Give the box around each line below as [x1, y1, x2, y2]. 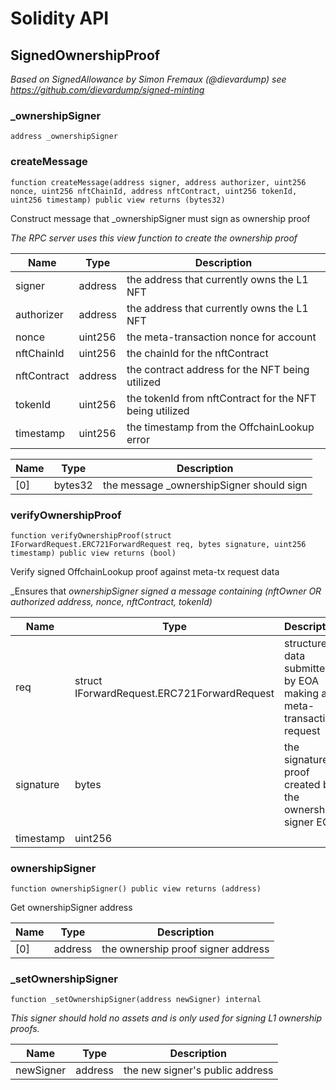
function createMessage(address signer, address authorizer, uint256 [10, 177, 307, 187]
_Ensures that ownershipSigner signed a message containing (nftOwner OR [10, 585, 322, 597]
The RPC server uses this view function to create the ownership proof [10, 232, 298, 244]
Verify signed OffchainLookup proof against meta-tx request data [10, 565, 280, 577]
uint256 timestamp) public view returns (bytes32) [10, 195, 226, 205]
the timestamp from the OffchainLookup [126, 420, 315, 434]
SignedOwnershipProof [10, 47, 161, 64]
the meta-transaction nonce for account [126, 330, 317, 344]
